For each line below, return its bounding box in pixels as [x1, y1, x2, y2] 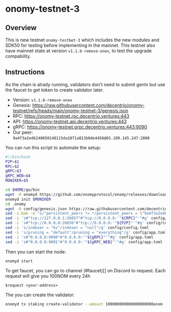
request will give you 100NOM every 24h [5, 273, 91, 279]
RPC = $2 [5, 164, 19, 169]
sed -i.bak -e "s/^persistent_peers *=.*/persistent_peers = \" [5, 211, 145, 216]
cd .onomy [5, 201, 26, 206]
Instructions [5, 68, 45, 76]
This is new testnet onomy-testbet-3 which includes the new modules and [5, 37, 159, 43]
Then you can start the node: [5, 248, 66, 255]
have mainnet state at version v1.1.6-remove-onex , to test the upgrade [5, 48, 152, 54]
